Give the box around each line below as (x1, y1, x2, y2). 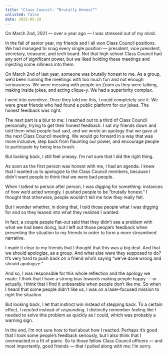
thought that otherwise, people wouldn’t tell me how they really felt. (5, 194, 144, 201)
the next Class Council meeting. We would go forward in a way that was (5, 133, 153, 139)
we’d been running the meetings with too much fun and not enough (5, 76, 144, 83)
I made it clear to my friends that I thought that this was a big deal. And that (5, 245, 160, 251)
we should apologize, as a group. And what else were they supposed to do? (5, 250, 161, 256)
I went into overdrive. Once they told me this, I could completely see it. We (5, 97, 158, 103)
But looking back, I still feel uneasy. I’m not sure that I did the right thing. (5, 153, 154, 159)
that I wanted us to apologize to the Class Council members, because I (5, 168, 151, 174)
